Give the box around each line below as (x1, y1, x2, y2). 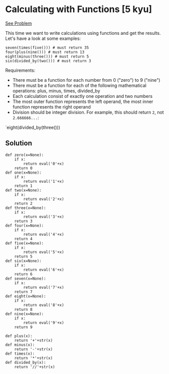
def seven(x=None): (5, 276, 46, 281)
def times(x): (5, 351, 35, 356)
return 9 (14, 325, 33, 330)
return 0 (14, 166, 33, 171)
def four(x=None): (5, 223, 44, 228)
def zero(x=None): (5, 152, 44, 157)
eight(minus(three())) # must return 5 (5, 54, 89, 59)
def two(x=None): (5, 188, 42, 193)
